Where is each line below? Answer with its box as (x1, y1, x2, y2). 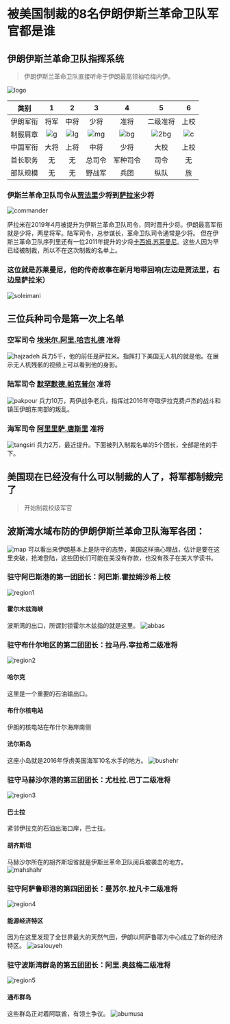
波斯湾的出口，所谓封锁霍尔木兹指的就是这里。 (7, 622, 139, 629)
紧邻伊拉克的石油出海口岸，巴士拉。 (7, 824, 110, 833)
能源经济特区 (7, 916, 43, 925)
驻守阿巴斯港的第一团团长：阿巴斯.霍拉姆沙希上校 (7, 572, 171, 582)
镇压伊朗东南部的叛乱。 (7, 405, 73, 413)
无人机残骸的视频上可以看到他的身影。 (12, 361, 121, 369)
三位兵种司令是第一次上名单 (7, 313, 125, 324)
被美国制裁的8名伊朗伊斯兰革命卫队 (7, 6, 207, 22)
